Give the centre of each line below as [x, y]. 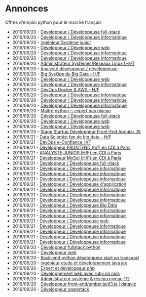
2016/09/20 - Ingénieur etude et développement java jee [70, 263]
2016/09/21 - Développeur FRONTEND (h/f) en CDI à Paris [71, 147]
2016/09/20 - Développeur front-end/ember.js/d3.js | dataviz [74, 284]
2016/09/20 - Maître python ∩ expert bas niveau [61, 110]
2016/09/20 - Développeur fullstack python [56, 247]
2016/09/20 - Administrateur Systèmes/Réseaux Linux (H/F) [73, 63]
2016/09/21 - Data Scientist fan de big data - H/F [62, 137]
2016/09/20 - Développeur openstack [51, 289]
